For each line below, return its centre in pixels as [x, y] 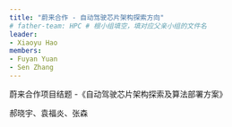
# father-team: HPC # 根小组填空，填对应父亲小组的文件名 [108, 26]
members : [26, 51]
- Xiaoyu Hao [34, 42]
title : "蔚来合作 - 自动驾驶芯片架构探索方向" [87, 17]
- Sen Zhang [31, 68]
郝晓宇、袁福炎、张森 [48, 113]
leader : [24, 34]
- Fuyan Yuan [34, 59]
